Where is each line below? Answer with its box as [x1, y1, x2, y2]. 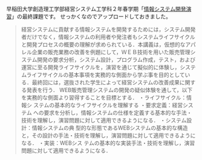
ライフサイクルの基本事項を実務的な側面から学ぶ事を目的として [26, 72, 185, 78]
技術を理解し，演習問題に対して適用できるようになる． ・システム [21, 117, 187, 124]
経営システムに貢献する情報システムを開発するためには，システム [21, 26, 186, 33]
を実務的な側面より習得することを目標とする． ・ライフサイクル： [21, 94, 187, 101]
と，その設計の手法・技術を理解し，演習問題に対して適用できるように [21, 132, 196, 139]
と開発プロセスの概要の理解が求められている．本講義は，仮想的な [21, 41, 186, 48]
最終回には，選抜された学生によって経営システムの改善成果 [31, 79, 180, 86]
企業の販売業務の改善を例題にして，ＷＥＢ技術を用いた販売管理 [31, 48, 191, 56]
